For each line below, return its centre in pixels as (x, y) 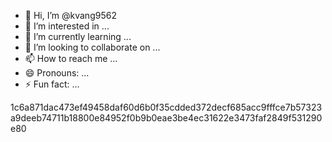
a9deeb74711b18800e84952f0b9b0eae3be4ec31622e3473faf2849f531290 (166, 118)
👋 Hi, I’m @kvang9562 (70, 15)
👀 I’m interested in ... (67, 26)
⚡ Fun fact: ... (52, 84)
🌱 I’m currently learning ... (78, 36)
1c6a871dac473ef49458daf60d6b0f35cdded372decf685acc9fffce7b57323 (166, 107)
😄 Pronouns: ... (57, 73)
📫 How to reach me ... (71, 58)
